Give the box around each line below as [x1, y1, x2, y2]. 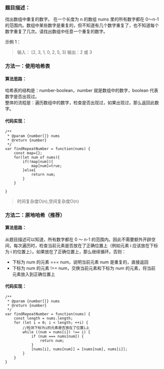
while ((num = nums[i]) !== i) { [22, 329, 91, 334]
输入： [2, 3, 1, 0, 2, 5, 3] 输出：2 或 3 [17, 49, 92, 55]
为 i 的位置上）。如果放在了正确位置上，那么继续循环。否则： [5, 248, 126, 255]
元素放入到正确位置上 [12, 271, 55, 277]
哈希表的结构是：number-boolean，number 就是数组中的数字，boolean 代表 [5, 87, 159, 93]
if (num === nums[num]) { [31, 334, 84, 339]
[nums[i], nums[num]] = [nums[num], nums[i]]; [31, 347, 128, 351]
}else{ [22, 168, 36, 173]
